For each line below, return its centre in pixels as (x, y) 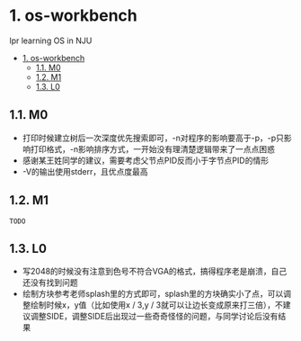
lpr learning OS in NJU (51, 40)
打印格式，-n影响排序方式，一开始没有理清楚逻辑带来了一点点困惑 (153, 148)
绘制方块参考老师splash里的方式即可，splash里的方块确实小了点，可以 (153, 294)
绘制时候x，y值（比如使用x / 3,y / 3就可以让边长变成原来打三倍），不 (156, 305)
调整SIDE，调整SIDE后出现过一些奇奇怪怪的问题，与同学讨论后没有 (154, 317)
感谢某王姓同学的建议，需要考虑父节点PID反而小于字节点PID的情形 (146, 160)
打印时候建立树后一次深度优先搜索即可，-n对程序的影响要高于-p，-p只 (153, 138)
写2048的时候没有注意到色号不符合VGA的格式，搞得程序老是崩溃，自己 (155, 272)
